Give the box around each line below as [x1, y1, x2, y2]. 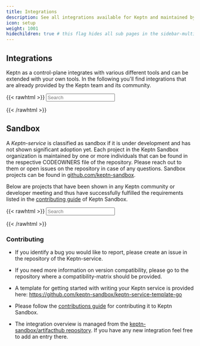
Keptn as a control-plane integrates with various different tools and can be [6, 69, 189, 76]
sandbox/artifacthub [14, 327, 65, 334]
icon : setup [6, 20, 36, 26]
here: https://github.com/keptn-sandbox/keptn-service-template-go [14, 291, 183, 298]
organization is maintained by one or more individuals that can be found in [6, 152, 188, 159]
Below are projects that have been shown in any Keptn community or [6, 183, 175, 190]
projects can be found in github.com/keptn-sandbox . [6, 171, 136, 178]
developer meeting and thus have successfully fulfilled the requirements [6, 189, 183, 196]
